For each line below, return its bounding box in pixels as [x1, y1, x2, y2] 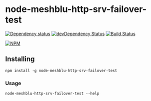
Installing [5, 55, 35, 63]
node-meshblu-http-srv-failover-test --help [5, 91, 99, 96]
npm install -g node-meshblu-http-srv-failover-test [5, 68, 117, 73]
